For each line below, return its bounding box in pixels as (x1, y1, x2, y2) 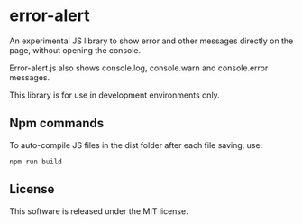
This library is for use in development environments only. (9, 89, 221, 100)
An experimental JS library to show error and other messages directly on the (9, 35, 294, 46)
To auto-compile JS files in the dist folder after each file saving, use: (9, 139, 263, 150)
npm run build (9, 157, 63, 166)
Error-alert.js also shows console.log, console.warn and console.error (9, 62, 269, 73)
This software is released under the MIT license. (9, 205, 188, 217)
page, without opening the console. (9, 44, 142, 55)
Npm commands (9, 116, 105, 131)
